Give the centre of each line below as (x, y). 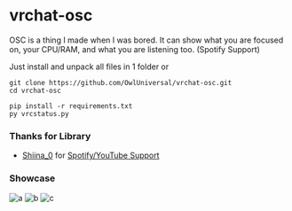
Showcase (32, 178)
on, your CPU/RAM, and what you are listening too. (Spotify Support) (134, 49)
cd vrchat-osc (36, 90)
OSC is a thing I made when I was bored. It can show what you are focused (146, 40)
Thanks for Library (50, 136)
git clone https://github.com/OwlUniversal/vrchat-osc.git (121, 82)
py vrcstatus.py (39, 113)
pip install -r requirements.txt (71, 106)
